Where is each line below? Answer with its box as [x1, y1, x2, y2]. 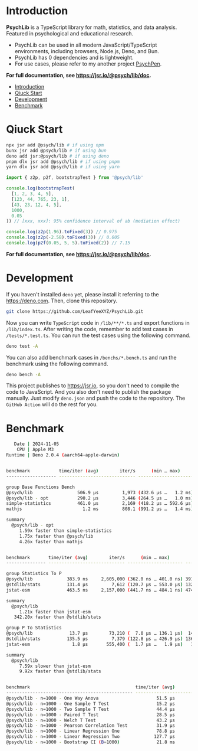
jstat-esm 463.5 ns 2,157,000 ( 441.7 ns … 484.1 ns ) [6, 587, 183, 593]
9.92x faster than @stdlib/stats [19, 668, 101, 674]
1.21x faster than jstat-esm [19, 609, 91, 615]
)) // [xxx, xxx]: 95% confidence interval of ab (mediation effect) [6, 218, 181, 224]
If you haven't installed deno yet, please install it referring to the [6, 290, 159, 298]
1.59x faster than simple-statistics [19, 527, 112, 534]
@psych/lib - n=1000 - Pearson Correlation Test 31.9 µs [6, 723, 176, 729]
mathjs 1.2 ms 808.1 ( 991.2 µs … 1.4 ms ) [6, 506, 194, 512]
